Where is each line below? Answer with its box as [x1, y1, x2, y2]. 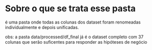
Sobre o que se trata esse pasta [5, 3, 136, 14]
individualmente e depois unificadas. [5, 24, 79, 30]
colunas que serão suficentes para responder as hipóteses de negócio [5, 39, 148, 45]
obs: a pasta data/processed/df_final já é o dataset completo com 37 [5, 34, 144, 40]
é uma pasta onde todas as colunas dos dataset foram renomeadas [5, 19, 141, 25]
